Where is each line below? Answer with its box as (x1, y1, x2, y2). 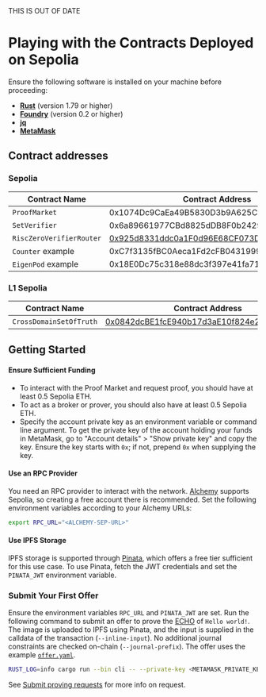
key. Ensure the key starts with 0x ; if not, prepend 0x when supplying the (19, 442, 256, 452)
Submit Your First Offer (8, 590, 99, 601)
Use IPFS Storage (8, 536, 67, 545)
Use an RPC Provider (8, 468, 78, 478)
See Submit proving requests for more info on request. (8, 680, 186, 689)
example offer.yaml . (8, 650, 76, 660)
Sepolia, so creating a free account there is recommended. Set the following (8, 495, 257, 504)
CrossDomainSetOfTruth (12, 317, 97, 326)
